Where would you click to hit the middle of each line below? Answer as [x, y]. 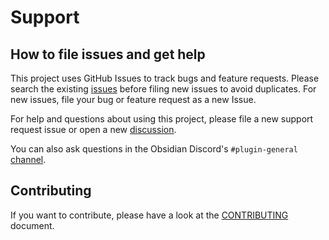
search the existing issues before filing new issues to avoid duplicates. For [163, 89]
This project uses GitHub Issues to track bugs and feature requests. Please [165, 78]
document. [32, 225]
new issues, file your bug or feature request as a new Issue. [133, 99]
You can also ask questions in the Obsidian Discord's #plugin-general [154, 149]
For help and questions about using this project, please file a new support [162, 119]
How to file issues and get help [108, 54]
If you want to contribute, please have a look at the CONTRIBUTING [149, 215]
